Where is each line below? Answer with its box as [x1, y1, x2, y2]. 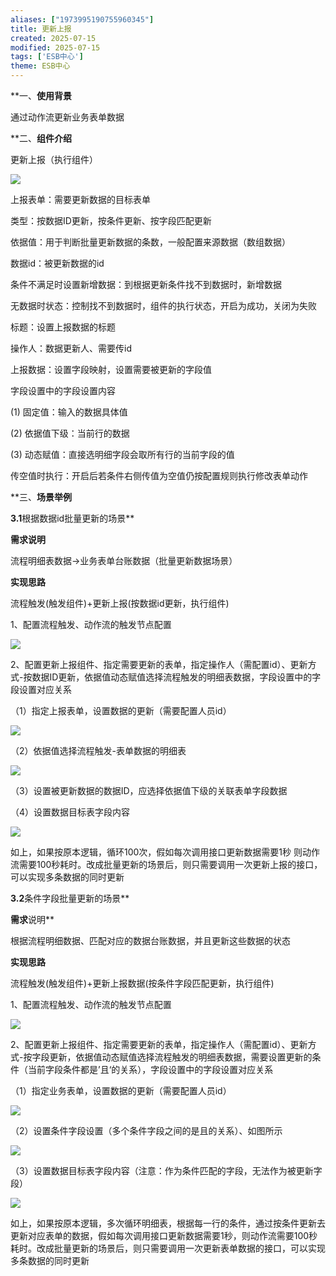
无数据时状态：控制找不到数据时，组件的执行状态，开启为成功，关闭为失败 [10, 300, 317, 311]
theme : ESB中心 [10, 61, 71, 71]
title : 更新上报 [10, 24, 72, 34]
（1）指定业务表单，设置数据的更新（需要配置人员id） [10, 1085, 232, 1096]
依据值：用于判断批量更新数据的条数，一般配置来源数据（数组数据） [10, 236, 291, 248]
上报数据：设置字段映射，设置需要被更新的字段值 [10, 364, 212, 375]
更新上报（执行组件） [10, 154, 98, 165]
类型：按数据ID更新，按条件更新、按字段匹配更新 [10, 215, 212, 226]
